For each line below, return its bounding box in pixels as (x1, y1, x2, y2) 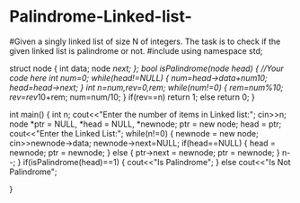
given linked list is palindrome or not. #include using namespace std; (9, 45, 263, 56)
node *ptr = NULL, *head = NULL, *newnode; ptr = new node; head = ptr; (9, 119, 282, 129)
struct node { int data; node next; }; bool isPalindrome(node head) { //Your (9, 63, 285, 74)
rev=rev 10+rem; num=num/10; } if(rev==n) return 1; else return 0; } (9, 92, 256, 102)
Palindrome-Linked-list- (9, 6, 193, 27)
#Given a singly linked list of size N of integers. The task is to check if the (9, 36, 281, 47)
